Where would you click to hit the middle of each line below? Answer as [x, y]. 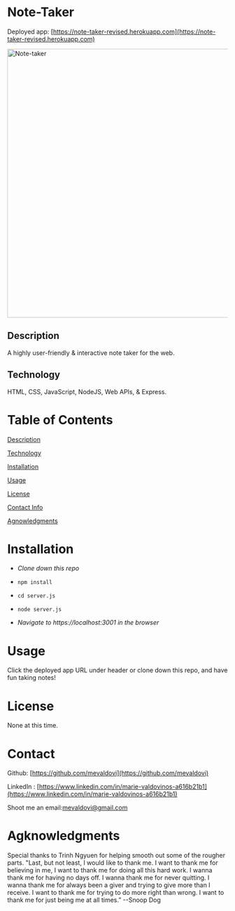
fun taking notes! [31, 678]
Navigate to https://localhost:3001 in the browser [88, 623]
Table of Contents [60, 420]
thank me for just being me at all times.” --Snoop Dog [84, 900]
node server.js [40, 610]
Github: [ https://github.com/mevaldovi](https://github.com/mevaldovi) [108, 773]
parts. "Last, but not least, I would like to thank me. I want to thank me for [113, 863]
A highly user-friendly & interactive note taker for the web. [91, 353]
